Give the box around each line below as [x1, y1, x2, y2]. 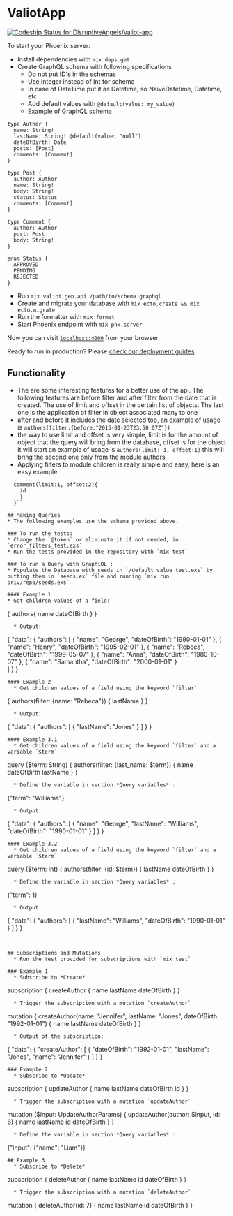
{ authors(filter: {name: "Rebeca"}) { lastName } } [7, 696, 148, 705]
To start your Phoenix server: [7, 41, 90, 50]
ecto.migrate [17, 306, 56, 314]
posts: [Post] [13, 145, 54, 152]
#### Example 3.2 [7, 840, 58, 847]
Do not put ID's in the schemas [27, 70, 116, 78]
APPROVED [13, 261, 39, 268]
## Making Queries [7, 511, 61, 518]
